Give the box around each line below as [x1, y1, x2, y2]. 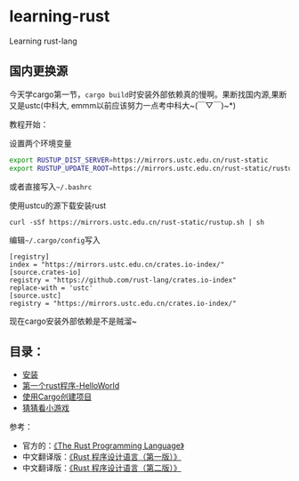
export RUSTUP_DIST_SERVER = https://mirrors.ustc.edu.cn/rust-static [9, 156, 269, 164]
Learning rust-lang [9, 36, 77, 46]
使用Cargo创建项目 [21, 391, 92, 402]
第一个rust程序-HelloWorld [21, 381, 120, 391]
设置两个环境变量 [9, 138, 72, 148]
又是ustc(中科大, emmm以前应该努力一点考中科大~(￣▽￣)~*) [9, 100, 237, 110]
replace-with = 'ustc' [9, 283, 93, 293]
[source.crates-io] [9, 268, 82, 277]
